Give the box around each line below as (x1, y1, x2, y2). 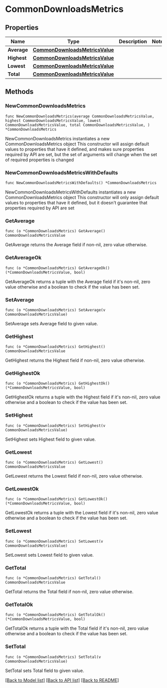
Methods (5, 88, 34, 96)
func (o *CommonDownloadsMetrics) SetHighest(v (5, 423, 106, 428)
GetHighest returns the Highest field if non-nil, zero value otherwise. (5, 357, 146, 364)
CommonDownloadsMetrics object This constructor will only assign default (5, 194, 159, 200)
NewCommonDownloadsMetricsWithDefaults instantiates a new (5, 189, 136, 195)
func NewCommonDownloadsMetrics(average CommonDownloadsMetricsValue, (5, 113, 155, 119)
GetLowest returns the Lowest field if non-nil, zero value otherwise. (5, 473, 143, 479)
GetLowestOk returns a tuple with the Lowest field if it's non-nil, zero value (5, 510, 159, 516)
